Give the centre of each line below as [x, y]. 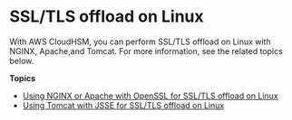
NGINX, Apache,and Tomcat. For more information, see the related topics [146, 51]
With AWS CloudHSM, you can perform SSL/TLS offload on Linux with [140, 42]
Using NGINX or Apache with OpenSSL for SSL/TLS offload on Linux [150, 96]
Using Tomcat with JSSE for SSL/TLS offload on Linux [123, 105]
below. [22, 60]
